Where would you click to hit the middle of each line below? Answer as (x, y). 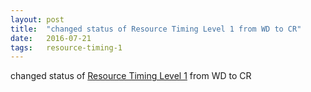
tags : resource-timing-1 (66, 47)
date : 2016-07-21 (51, 38)
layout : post (37, 19)
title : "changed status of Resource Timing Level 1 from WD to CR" (156, 29)
